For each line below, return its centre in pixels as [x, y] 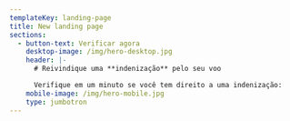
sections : [28, 35]
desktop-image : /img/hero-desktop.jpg [99, 52]
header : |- [46, 60]
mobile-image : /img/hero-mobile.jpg [95, 93]
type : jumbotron [57, 102]
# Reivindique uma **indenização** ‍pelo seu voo [127, 69]
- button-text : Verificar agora [79, 43]
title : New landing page [56, 26]
